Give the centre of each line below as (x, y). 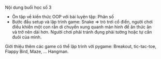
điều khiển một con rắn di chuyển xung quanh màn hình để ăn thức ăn (82, 27)
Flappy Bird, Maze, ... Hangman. (37, 51)
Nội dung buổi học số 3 (28, 7)
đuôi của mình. (27, 37)
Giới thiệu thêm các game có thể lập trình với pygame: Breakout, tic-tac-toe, (81, 46)
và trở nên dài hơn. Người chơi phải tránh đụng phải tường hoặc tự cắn (82, 32)
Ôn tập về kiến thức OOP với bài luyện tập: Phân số (63, 17)
